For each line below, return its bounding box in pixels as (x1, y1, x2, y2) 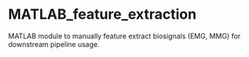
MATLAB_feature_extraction (8, 5, 197, 23)
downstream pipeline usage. (8, 39, 100, 48)
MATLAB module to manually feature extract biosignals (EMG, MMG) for (8, 31, 241, 41)
